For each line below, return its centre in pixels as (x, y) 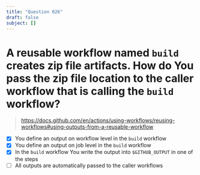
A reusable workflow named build (92, 53)
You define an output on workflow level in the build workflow (91, 138)
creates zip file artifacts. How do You (100, 65)
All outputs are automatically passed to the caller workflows (89, 165)
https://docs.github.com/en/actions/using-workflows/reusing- (98, 120)
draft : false (23, 17)
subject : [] (21, 23)
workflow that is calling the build (90, 91)
